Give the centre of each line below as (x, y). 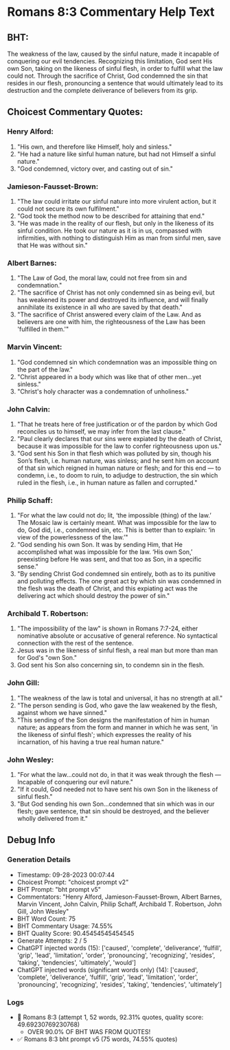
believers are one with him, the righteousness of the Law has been (111, 322)
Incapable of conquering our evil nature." (75, 782)
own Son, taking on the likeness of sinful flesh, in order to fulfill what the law (115, 68)
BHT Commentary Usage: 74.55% (65, 925)
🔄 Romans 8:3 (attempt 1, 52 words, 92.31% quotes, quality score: (110, 1017)
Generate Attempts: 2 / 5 (52, 941)
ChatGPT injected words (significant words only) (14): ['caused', (107, 969)
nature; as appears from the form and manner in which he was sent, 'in (117, 727)
